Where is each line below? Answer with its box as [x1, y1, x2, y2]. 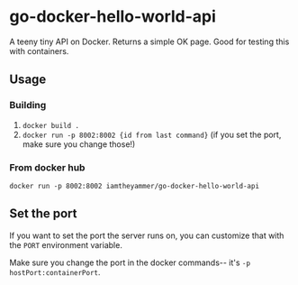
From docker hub [9, 161, 86, 173]
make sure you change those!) [22, 138, 136, 150]
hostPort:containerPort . [9, 266, 101, 277]
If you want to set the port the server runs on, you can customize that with [9, 230, 284, 241]
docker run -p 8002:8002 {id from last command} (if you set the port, [22, 129, 282, 140]
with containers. [9, 45, 69, 56]
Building [9, 99, 47, 112]
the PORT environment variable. [9, 239, 123, 250]
